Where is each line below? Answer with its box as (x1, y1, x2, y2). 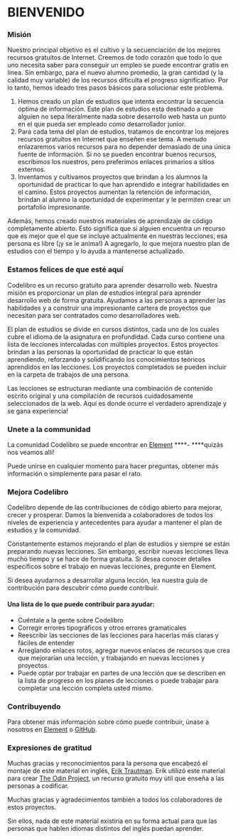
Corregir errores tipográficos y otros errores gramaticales (17, 623, 187, 632)
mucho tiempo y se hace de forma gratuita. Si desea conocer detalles (7, 555, 212, 564)
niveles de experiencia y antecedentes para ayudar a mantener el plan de (7, 518, 222, 527)
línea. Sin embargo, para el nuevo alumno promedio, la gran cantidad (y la (7, 68, 224, 77)
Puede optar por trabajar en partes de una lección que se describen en (17, 669, 226, 677)
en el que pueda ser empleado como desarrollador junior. (17, 120, 186, 129)
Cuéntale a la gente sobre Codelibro (17, 615, 124, 624)
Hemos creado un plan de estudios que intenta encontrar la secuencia (17, 97, 224, 106)
